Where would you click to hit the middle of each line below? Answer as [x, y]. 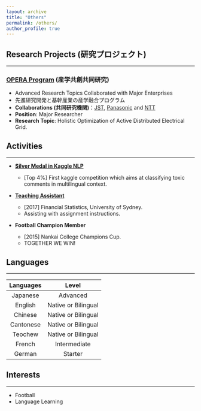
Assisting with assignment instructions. [72, 214]
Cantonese [25, 324]
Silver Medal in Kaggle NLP [49, 166]
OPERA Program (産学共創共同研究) [58, 80]
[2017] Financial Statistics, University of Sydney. [83, 207]
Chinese [25, 315]
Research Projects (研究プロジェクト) [76, 54]
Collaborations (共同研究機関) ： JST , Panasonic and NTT [85, 108]
